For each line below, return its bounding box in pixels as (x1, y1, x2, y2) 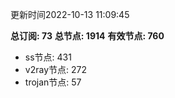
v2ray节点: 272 (24, 64, 87, 75)
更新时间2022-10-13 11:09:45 (10, 9, 130, 20)
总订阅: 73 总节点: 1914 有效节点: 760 (10, 30, 165, 42)
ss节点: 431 (24, 51, 72, 63)
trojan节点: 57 (24, 76, 82, 88)
